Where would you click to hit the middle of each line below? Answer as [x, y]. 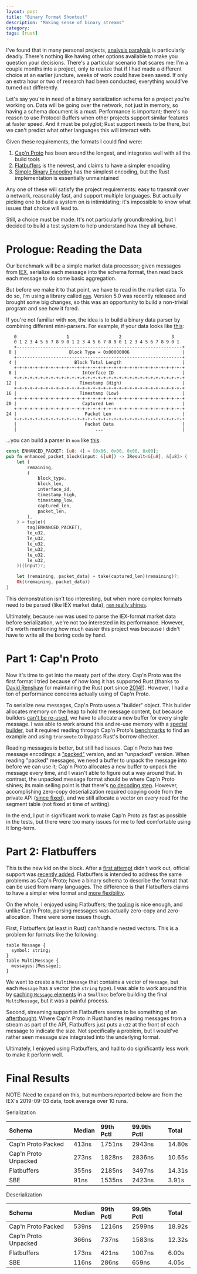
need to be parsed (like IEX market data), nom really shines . [77, 605]
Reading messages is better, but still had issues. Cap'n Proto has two [89, 748]
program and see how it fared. [43, 309]
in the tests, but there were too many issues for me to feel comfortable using [98, 821]
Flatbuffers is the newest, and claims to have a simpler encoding [92, 166]
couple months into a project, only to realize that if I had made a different [94, 69]
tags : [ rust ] [22, 34]
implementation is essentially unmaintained [67, 178]
